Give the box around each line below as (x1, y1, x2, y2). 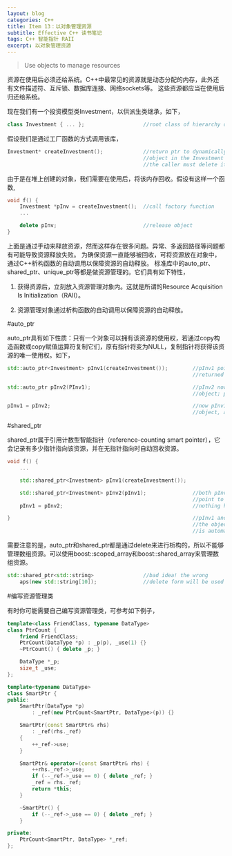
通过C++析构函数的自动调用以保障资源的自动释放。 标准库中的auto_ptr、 (7, 259, 214, 267)
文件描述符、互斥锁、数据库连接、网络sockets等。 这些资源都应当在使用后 (12, 84, 225, 92)
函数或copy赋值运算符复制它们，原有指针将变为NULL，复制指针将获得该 (12, 342, 219, 351)
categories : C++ (7, 17, 54, 23)
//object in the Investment (143, 155, 224, 162)
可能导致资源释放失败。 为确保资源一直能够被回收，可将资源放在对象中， (12, 250, 221, 259)
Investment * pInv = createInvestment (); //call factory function (19, 203, 215, 211)
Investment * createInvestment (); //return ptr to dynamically (7, 148, 227, 155)
